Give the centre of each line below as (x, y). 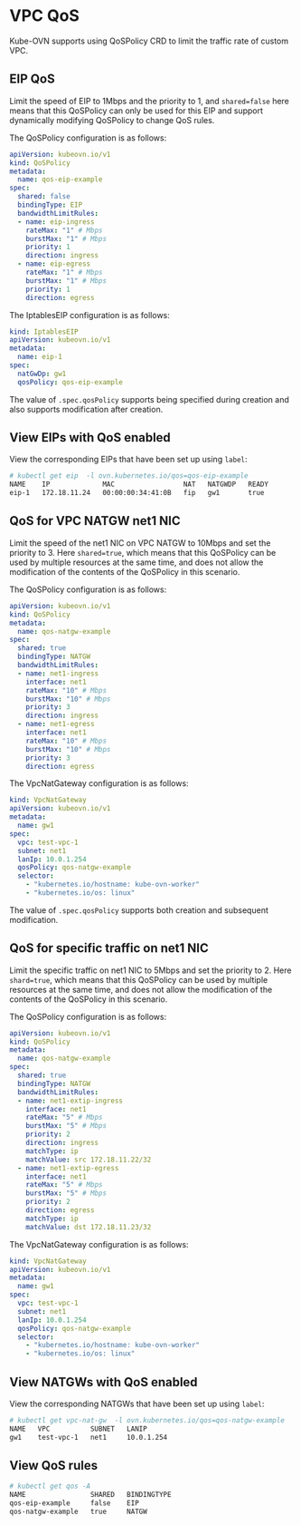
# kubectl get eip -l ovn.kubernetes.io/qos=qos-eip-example (129, 476)
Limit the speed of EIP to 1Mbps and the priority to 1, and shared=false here (149, 101)
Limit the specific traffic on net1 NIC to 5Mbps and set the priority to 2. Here (150, 970)
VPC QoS (44, 16)
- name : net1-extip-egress (68, 1168)
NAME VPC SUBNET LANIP (78, 1429)
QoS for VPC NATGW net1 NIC (95, 521)
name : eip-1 (40, 357)
